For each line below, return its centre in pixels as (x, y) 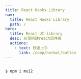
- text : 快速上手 (31, 48)
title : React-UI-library (36, 34)
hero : (11, 29)
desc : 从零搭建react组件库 (36, 39)
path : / (18, 24)
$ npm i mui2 (19, 71)
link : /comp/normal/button (47, 52)
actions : (19, 43)
